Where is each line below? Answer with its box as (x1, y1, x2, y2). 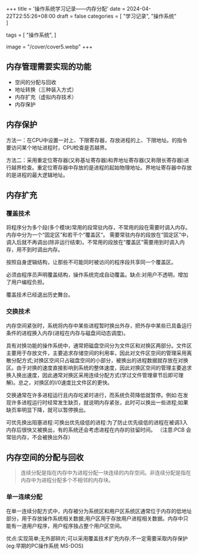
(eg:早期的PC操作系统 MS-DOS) (6, 542, 84, 549)
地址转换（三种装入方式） (14, 86, 77, 93)
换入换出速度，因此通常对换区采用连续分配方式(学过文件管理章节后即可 (6, 371, 179, 378)
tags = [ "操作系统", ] (6, 31, 57, 38)
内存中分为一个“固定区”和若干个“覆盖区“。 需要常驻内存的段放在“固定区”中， (6, 231, 192, 238)
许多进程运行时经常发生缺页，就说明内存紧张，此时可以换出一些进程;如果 (11, 398, 189, 406)
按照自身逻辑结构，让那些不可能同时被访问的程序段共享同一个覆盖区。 (6, 259, 177, 266)
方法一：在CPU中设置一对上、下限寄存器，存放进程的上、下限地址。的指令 (6, 137, 187, 144)
